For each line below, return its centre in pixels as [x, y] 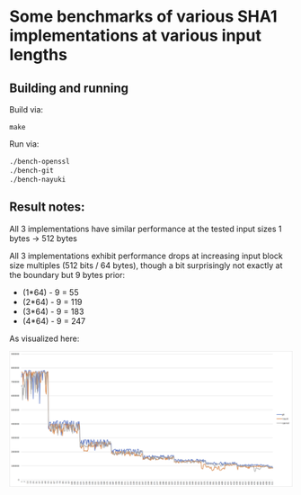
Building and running [69, 88]
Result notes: [47, 207]
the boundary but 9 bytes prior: [67, 274]
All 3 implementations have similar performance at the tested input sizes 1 [146, 229]
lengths [38, 55]
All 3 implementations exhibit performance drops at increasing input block [146, 256]
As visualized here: [44, 338]
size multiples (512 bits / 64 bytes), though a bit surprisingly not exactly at [146, 265]
